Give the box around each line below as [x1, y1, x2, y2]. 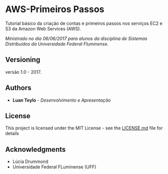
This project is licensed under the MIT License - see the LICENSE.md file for [5, 125, 163, 131]
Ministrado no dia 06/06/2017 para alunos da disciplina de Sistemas [5, 35, 147, 41]
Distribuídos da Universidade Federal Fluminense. [5, 40, 109, 47]
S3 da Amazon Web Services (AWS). [5, 25, 81, 31]
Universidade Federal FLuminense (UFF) [12, 164, 97, 170]
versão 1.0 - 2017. [5, 69, 42, 75]
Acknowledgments [5, 145, 66, 154]
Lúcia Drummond [12, 158, 49, 165]
